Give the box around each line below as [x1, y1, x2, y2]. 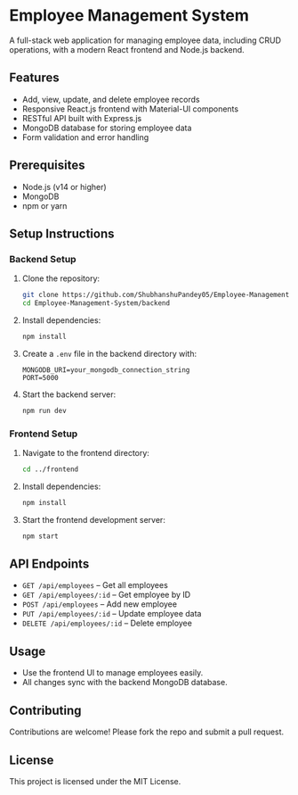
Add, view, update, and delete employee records [21, 94, 200, 104]
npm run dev [21, 406, 67, 415]
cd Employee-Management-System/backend [21, 299, 171, 308]
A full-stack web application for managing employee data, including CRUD [9, 35, 282, 46]
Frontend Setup [9, 427, 78, 440]
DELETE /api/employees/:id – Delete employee [21, 617, 193, 629]
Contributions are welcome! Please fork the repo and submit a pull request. [9, 726, 285, 737]
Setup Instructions [9, 226, 115, 241]
